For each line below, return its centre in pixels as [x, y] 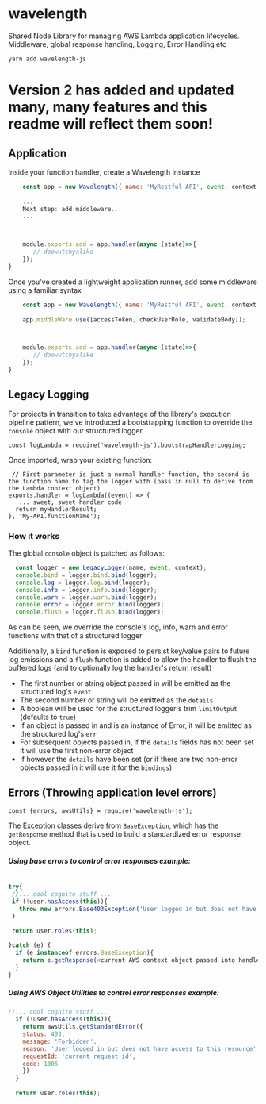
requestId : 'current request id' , [79, 1056]
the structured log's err [58, 734]
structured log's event [55, 692]
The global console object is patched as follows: [86, 553]
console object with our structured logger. [76, 430]
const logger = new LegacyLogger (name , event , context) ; [111, 568]
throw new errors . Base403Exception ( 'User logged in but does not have [138, 909]
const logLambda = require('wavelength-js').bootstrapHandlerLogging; [127, 445]
